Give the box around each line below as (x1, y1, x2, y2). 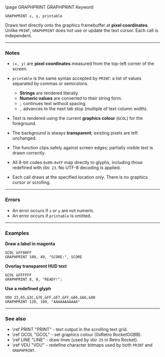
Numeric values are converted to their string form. (19, 95, 122, 101)
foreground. (12, 120, 37, 127)
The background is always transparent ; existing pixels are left (12, 130, 138, 136)
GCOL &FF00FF (5, 250, 32, 255)
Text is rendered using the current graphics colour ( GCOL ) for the (12, 115, 143, 121)
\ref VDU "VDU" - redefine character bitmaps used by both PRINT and (12, 342, 153, 348)
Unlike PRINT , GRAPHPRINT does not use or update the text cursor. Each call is (5, 27, 159, 33)
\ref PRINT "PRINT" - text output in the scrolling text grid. (12, 327, 128, 332)
